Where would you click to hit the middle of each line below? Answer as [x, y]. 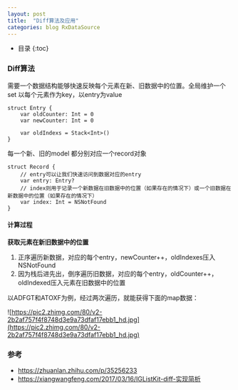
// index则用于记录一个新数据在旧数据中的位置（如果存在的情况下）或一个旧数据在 [126, 188]
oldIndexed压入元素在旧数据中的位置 [72, 282]
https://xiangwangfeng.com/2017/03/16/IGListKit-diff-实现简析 [109, 379]
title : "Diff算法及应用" [43, 21]
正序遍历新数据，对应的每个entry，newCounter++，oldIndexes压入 [117, 257]
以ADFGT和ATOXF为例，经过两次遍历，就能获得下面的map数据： [103, 297]
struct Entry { [30, 108]
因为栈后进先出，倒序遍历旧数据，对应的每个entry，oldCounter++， [118, 273]
